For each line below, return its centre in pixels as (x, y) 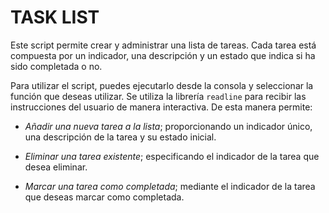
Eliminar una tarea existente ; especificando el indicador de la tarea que (172, 156)
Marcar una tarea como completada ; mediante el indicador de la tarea (170, 186)
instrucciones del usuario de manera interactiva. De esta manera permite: (161, 107)
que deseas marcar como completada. (104, 197)
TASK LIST (55, 17)
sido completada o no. (56, 66)
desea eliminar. (56, 167)
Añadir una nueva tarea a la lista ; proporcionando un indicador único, (168, 126)
